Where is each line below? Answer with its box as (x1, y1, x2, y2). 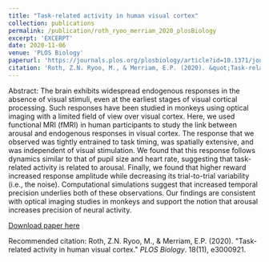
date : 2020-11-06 (8, 42, 66, 50)
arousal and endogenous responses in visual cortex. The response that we (8, 128, 255, 138)
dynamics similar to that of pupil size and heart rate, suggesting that (8, 154, 233, 163)
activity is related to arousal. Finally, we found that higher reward (33, 162, 247, 172)
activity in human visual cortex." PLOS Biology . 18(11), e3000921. (33, 244, 247, 254)
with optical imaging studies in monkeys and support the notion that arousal (8, 196, 259, 206)
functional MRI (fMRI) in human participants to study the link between (8, 119, 238, 129)
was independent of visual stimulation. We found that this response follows (8, 145, 256, 155)
